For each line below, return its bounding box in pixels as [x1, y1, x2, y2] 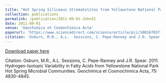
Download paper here [5, 48, 49, 54]
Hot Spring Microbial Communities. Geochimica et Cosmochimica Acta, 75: [5, 68, 158, 74]
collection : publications [5, 12, 58, 17]
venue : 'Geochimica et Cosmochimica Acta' [5, 26, 94, 30]
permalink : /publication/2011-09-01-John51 [5, 16, 96, 21]
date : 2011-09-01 [5, 21, 41, 26]
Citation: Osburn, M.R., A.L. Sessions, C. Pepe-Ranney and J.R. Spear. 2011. [5, 57, 159, 63]
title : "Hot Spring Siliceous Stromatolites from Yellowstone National [5, 7, 156, 12]
